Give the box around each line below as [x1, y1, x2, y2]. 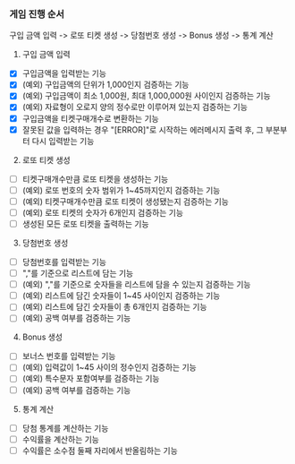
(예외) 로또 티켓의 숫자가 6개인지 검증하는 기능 [21, 207, 184, 218]
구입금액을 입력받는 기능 [21, 68, 107, 79]
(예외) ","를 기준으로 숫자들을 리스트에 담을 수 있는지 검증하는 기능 [21, 279, 251, 290]
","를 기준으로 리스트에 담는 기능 [21, 268, 134, 279]
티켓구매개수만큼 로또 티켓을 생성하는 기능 [21, 173, 169, 185]
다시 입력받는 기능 [31, 135, 95, 146]
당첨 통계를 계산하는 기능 [21, 423, 109, 434]
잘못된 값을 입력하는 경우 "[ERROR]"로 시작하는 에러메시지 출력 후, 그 [21, 124, 264, 135]
